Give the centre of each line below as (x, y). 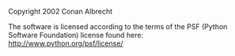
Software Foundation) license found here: (76, 35)
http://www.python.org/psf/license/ (66, 43)
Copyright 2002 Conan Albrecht (61, 11)
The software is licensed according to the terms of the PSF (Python (118, 26)
